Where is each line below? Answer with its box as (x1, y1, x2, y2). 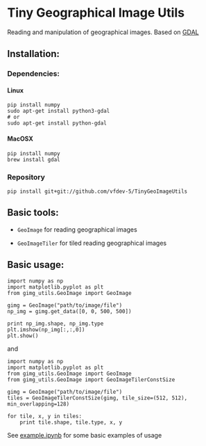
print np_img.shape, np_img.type (7, 320, 104, 327)
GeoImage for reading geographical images (17, 225, 137, 234)
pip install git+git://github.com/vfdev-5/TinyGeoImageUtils (7, 188, 188, 195)
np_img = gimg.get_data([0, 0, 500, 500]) (7, 308, 132, 314)
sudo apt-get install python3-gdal (7, 108, 110, 115)
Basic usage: (7, 259, 65, 271)
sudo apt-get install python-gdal (7, 120, 108, 127)
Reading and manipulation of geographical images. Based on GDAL (7, 28, 199, 36)
